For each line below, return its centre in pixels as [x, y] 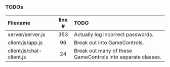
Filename [19, 23]
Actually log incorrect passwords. [114, 34]
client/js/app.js [25, 42]
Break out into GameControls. [109, 42]
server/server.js [27, 34]
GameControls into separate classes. [118, 57]
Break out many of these [103, 51]
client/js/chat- [25, 51]
